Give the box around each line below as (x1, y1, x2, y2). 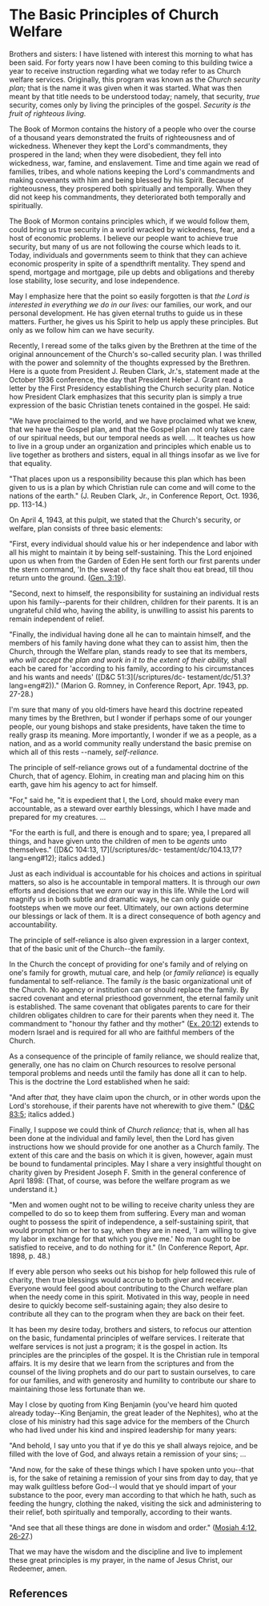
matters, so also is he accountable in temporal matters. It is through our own (9, 877, 261, 886)
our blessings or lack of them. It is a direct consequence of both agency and (9, 911, 261, 921)
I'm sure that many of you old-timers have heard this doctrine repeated (9, 705, 243, 714)
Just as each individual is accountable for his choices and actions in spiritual (9, 869, 262, 878)
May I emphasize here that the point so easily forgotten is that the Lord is (9, 291, 251, 301)
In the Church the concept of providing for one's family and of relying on (9, 959, 248, 969)
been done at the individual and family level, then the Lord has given (9, 1133, 235, 1142)
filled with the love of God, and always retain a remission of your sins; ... (9, 1449, 247, 1459)
